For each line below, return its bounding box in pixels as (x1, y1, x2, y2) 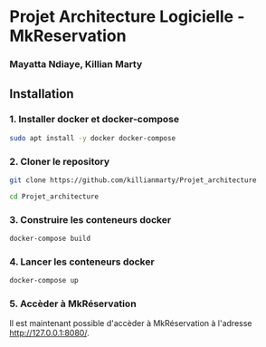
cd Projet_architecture (9, 192, 100, 201)
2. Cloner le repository (9, 155, 110, 168)
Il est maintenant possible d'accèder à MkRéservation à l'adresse (9, 318, 252, 329)
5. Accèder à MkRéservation (9, 297, 138, 310)
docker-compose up (9, 276, 79, 285)
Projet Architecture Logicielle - (9, 6, 245, 27)
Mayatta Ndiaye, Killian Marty (9, 58, 143, 71)
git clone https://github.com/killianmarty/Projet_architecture (9, 175, 257, 185)
